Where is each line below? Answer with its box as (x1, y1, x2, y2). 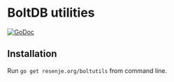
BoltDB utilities (7, 5, 96, 21)
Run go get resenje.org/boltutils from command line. (7, 66, 168, 74)
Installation (7, 48, 57, 60)
